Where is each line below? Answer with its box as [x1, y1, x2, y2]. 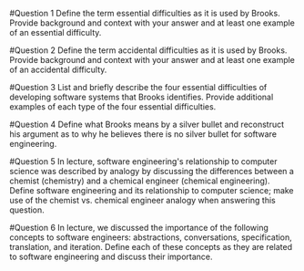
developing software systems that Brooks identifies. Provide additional [9, 91, 274, 102]
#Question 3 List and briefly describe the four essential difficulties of [9, 82, 268, 92]
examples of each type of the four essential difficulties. [9, 101, 217, 112]
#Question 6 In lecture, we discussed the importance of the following [9, 223, 269, 233]
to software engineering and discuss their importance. [9, 251, 213, 262]
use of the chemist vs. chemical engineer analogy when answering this [9, 195, 276, 205]
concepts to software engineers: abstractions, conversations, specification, [9, 232, 293, 243]
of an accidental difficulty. [9, 64, 107, 75]
